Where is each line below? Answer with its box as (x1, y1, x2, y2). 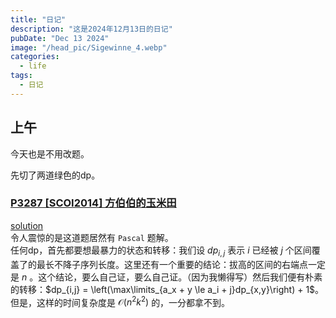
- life (19, 61, 47, 71)
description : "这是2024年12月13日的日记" (10, 24, 173, 34)
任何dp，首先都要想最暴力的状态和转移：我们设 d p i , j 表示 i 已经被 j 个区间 (10, 244, 312, 258)
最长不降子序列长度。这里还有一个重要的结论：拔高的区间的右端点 (36, 258, 308, 270)
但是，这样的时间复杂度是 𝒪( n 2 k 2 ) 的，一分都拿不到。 (10, 294, 231, 308)
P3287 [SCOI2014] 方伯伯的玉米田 (10, 196, 177, 210)
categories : (10, 52, 60, 62)
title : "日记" (10, 14, 67, 25)
